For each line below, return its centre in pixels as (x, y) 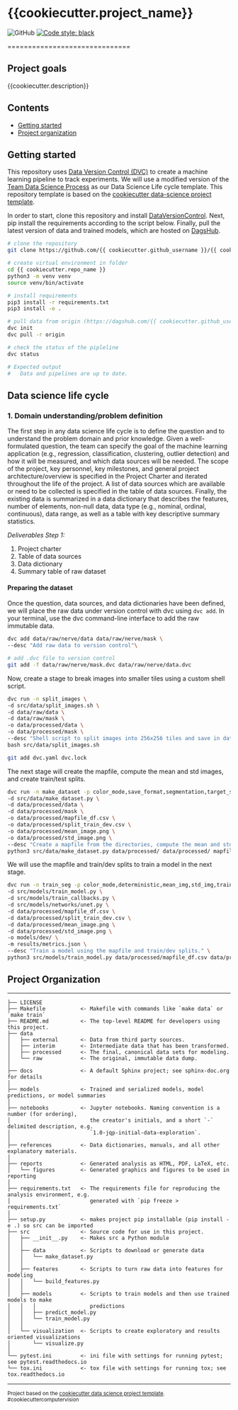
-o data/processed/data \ (45, 725)
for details (25, 1077)
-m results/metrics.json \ (47, 944)
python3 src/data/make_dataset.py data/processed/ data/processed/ (109, 851)
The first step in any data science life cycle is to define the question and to (116, 431)
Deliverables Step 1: (36, 535)
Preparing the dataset (40, 587)
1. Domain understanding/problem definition (85, 416)
